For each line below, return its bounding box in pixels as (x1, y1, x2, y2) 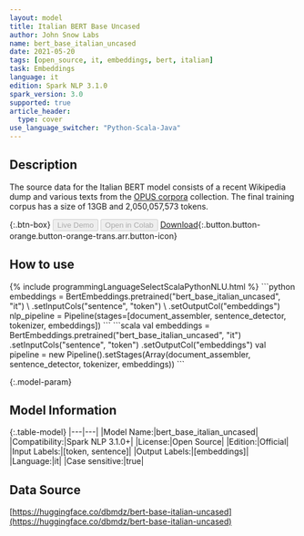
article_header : (9, 107, 71, 116)
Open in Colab (104, 220, 154, 230)
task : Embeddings (9, 65, 76, 74)
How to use (9, 257, 75, 273)
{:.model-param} (9, 376, 73, 387)
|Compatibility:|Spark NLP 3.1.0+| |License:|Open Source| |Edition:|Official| (9, 437, 289, 448)
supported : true (9, 98, 71, 108)
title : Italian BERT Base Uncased (9, 22, 141, 31)
